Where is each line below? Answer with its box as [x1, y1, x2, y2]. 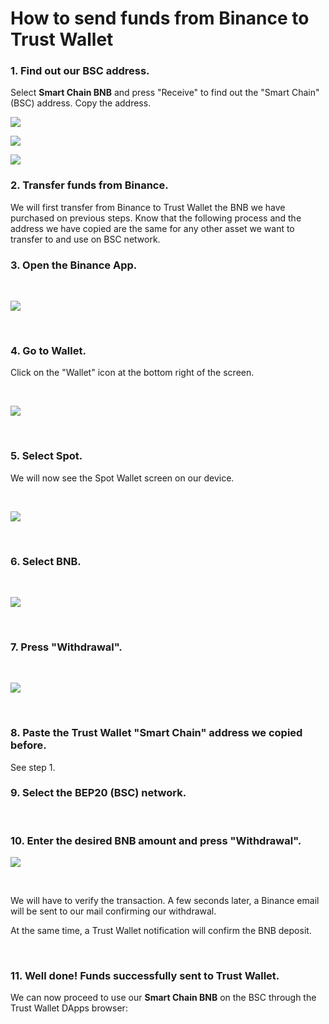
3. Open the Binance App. [10, 258, 138, 272]
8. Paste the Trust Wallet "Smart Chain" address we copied [10, 726, 303, 740]
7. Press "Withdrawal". [10, 640, 123, 654]
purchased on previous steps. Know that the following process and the [10, 212, 302, 224]
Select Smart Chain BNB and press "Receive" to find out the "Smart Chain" [10, 87, 320, 99]
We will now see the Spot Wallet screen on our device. [10, 472, 235, 484]
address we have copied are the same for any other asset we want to [10, 222, 295, 234]
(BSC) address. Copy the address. [10, 97, 152, 109]
